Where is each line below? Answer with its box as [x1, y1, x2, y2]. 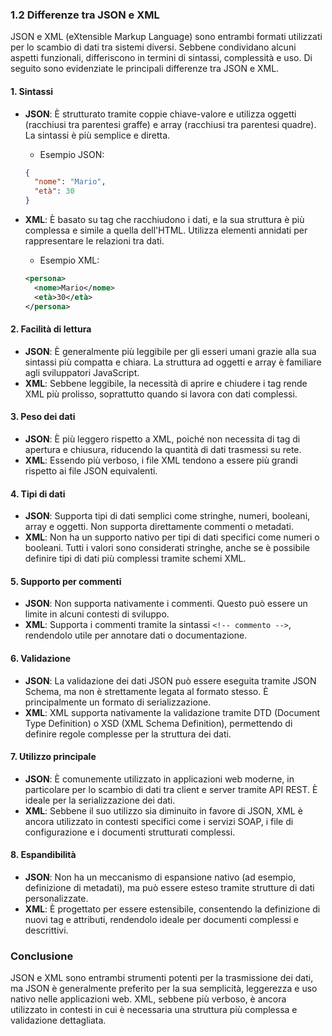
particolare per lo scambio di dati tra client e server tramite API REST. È [24, 783, 318, 795]
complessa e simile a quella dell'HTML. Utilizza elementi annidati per [24, 224, 308, 236]
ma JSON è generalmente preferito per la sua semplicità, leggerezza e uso [10, 983, 318, 995]
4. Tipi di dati [10, 488, 66, 500]
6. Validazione [10, 652, 71, 664]
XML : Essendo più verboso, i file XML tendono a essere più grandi [24, 454, 298, 466]
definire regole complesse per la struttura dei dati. [24, 728, 232, 740]
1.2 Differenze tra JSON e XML [10, 8, 160, 22]
